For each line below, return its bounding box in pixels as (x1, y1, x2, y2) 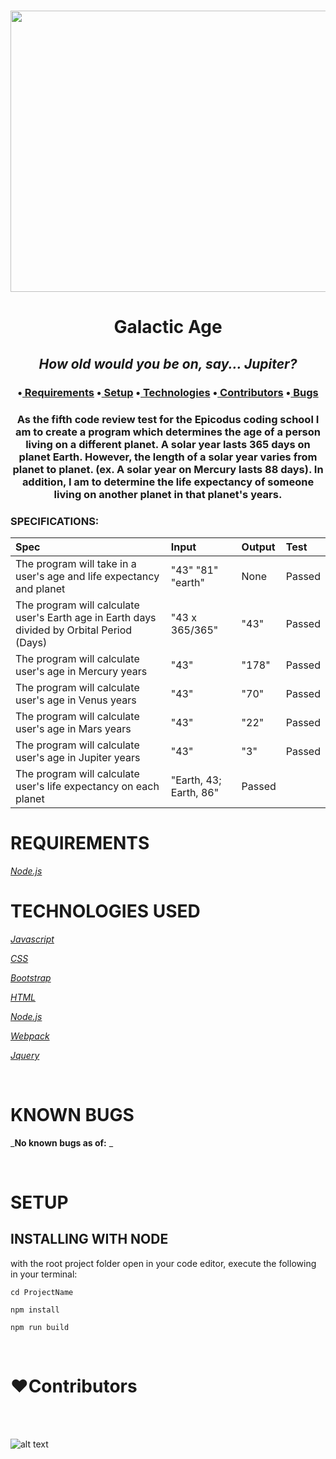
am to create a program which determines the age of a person (15, 425, 321, 439)
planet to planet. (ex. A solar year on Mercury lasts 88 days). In (12, 462, 324, 476)
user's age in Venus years (15, 693, 137, 707)
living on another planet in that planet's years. (53, 487, 283, 501)
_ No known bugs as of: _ (10, 1136, 114, 1149)
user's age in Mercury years (15, 664, 148, 678)
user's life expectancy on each (15, 779, 160, 793)
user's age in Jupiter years (15, 750, 141, 764)
